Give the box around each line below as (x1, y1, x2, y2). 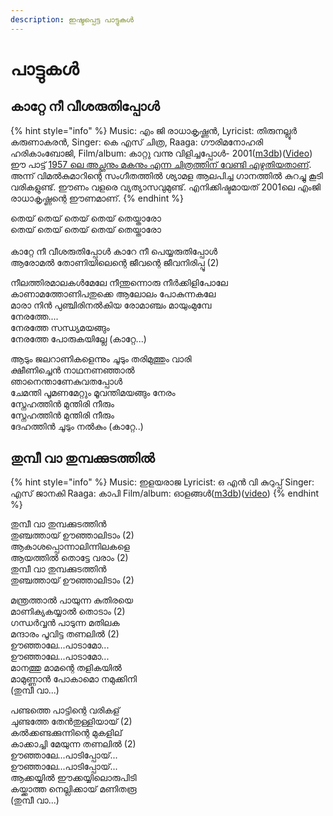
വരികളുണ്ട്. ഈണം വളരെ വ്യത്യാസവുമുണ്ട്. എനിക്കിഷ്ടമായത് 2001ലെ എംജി (10, 181, 321, 193)
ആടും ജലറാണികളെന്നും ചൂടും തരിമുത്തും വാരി (10, 352, 192, 365)
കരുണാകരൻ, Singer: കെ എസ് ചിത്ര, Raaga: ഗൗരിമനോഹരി (10, 136, 263, 148)
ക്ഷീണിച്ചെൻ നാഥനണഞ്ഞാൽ (10, 364, 135, 376)
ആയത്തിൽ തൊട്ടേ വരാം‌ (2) (10, 552, 129, 564)
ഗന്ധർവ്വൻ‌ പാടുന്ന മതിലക (10, 617, 120, 629)
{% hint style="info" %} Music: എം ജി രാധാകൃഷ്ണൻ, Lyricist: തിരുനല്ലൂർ (10, 124, 297, 136)
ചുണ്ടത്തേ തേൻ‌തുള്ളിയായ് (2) (10, 716, 133, 728)
